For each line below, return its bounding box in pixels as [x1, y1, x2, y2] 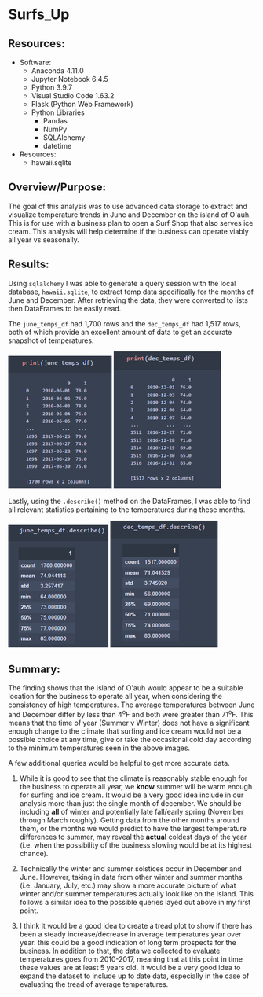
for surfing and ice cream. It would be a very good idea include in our [19, 790, 244, 800]
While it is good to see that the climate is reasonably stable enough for [19, 774, 248, 783]
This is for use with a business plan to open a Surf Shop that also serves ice [8, 218, 254, 227]
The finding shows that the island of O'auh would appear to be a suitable [8, 683, 243, 693]
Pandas [42, 116, 68, 125]
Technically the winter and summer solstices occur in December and [19, 864, 242, 874]
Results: [8, 258, 49, 271]
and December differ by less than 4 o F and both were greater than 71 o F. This [8, 708, 254, 719]
